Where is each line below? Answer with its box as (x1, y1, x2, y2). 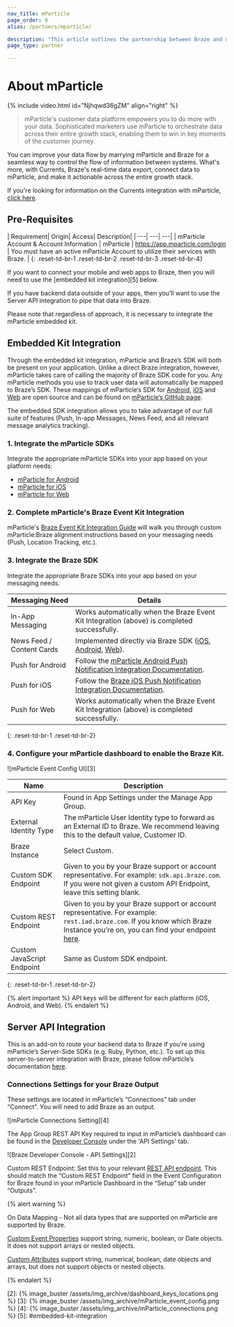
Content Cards (10, 644, 58, 654)
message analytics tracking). (7, 421, 91, 429)
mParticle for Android (17, 475, 79, 483)
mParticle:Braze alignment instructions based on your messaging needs (7, 531, 214, 539)
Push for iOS (10, 680, 52, 690)
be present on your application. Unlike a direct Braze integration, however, (7, 363, 220, 371)
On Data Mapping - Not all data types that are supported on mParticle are (7, 1213, 218, 1221)
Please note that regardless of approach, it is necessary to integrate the (7, 309, 213, 318)
